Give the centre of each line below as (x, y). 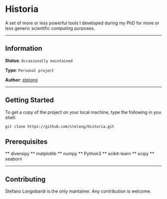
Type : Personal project (30, 70)
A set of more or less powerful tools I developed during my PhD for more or (82, 23)
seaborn (14, 159)
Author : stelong (21, 80)
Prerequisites (26, 142)
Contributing (25, 179)
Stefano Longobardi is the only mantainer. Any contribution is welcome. (78, 191)
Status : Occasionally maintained (39, 60)
